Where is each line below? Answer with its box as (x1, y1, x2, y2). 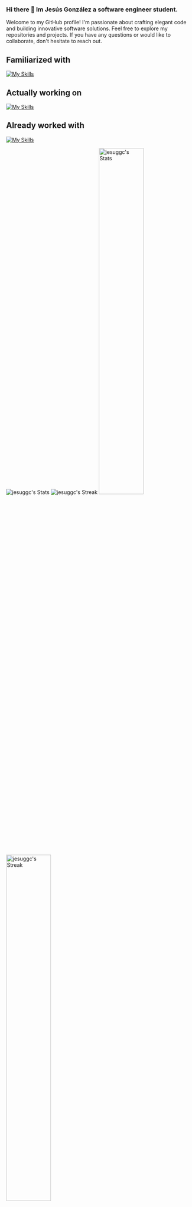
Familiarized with (6, 54, 71, 64)
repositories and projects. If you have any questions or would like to (6, 31, 171, 38)
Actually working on (6, 88, 82, 98)
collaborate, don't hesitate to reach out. (6, 38, 102, 45)
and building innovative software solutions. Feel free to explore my (6, 25, 168, 32)
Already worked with (6, 121, 84, 131)
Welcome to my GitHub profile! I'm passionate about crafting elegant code (6, 19, 187, 26)
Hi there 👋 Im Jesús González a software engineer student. (6, 5, 178, 14)
